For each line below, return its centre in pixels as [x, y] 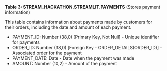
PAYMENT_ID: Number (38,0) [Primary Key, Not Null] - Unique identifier [86, 37]
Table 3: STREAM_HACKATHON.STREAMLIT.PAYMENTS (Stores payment [83, 7]
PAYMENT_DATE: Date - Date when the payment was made [73, 58]
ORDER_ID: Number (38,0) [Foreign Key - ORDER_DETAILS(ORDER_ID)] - [87, 47]
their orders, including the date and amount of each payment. [68, 27]
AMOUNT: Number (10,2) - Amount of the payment [65, 63]
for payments [26, 42]
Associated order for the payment [47, 53]
